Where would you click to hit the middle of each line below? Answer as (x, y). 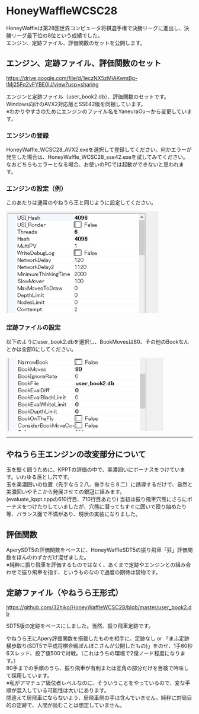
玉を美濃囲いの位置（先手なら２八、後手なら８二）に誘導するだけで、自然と (99, 485)
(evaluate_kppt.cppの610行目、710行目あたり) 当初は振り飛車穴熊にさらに (97, 500)
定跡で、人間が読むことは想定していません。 (71, 705)
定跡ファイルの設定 (33, 328)
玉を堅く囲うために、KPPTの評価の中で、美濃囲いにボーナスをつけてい (93, 470)
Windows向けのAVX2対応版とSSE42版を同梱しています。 (76, 104)
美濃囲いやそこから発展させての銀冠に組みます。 (66, 492)
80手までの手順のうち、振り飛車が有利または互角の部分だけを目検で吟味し (98, 668)
